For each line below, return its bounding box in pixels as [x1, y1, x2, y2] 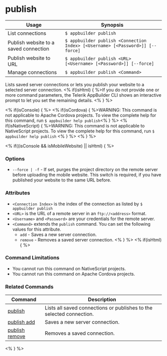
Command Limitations [5, 254, 60, 261]
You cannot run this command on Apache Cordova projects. [12, 271, 135, 277]
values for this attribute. [12, 226, 61, 232]
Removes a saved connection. [44, 330, 115, 337]
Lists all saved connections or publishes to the [44, 304, 153, 311]
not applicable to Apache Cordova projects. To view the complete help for [5, 112, 157, 118]
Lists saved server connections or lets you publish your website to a [5, 81, 145, 87]
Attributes [5, 189, 30, 196]
